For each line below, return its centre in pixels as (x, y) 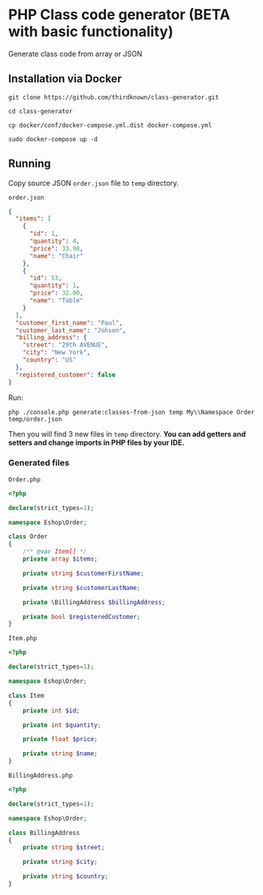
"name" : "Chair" (56, 256)
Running (30, 164)
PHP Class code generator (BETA (120, 15)
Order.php (25, 479)
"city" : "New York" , (57, 353)
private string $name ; (60, 754)
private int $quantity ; (62, 725)
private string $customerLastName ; (82, 588)
